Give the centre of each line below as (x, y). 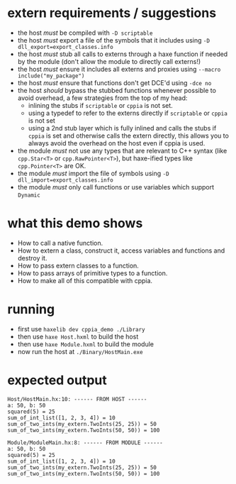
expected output (57, 380)
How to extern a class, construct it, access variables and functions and (121, 251)
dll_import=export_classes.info (65, 180)
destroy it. (32, 258)
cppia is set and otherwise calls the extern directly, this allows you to (128, 136)
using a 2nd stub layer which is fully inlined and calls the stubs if (122, 128)
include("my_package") (51, 76)
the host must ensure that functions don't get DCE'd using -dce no (114, 82)
